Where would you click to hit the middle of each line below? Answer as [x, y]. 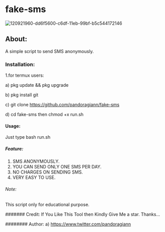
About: [16, 39]
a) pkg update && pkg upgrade [37, 85]
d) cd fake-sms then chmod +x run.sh [45, 114]
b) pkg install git [22, 95]
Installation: [20, 64]
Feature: [14, 149]
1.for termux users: [25, 75]
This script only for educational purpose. [47, 205]
